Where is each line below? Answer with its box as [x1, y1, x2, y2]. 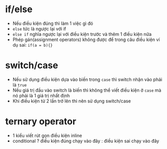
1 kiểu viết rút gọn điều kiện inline [12, 132, 82, 138]
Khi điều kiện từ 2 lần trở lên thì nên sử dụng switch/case [12, 98, 131, 104]
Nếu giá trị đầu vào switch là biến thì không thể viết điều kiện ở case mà [12, 87, 161, 93]
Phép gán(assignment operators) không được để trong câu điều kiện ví [12, 36, 160, 43]
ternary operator [5, 116, 77, 127]
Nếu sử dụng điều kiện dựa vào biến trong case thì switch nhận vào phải [12, 76, 162, 82]
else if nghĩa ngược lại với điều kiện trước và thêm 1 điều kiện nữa [12, 31, 152, 37]
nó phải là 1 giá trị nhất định [12, 92, 70, 98]
